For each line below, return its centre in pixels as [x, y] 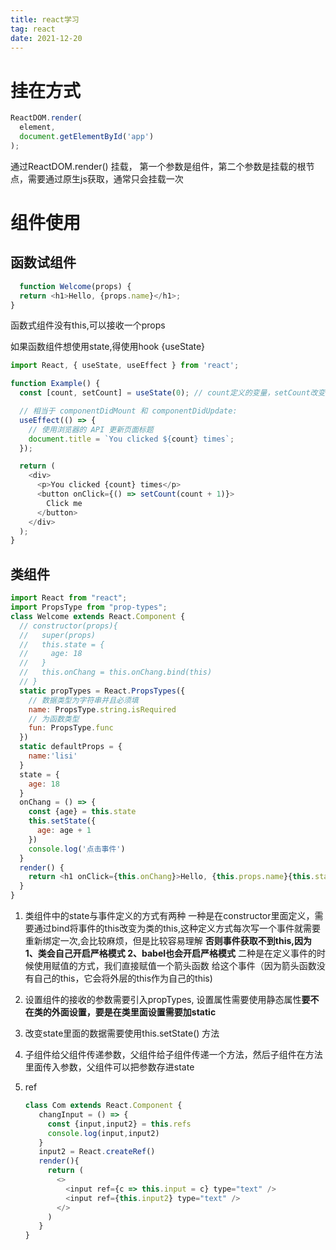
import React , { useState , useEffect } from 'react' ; [125, 366]
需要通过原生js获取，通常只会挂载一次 [105, 178]
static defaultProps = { [71, 747]
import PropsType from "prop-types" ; [89, 607]
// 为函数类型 [54, 719]
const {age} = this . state [82, 812]
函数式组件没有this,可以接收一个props [88, 325]
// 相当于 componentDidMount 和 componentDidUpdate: [128, 411]
